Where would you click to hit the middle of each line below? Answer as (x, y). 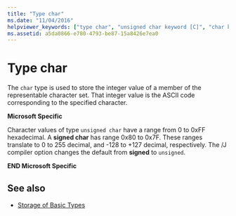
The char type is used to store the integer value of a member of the (104, 88)
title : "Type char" (36, 14)
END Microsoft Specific (42, 166)
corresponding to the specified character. (67, 103)
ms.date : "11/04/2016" (40, 20)
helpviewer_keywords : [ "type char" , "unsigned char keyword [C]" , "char (116, 27)
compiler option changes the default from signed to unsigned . (97, 153)
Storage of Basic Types (51, 205)
